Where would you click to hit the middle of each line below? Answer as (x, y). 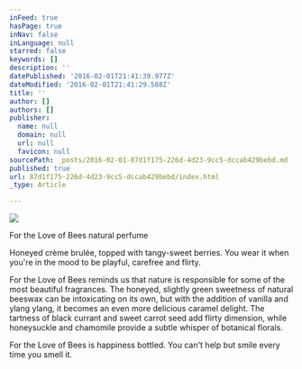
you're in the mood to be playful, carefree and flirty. (105, 263)
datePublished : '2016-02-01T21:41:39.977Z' (92, 76)
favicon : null (44, 151)
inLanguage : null (42, 43)
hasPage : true (36, 26)
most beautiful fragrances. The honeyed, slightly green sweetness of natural (151, 290)
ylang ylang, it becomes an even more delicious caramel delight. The (137, 309)
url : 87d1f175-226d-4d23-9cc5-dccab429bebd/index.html (114, 176)
